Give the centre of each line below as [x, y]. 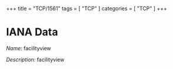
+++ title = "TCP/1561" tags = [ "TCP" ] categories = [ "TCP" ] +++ [87, 8]
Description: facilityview [35, 59]
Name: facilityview [29, 48]
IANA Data [32, 32]
